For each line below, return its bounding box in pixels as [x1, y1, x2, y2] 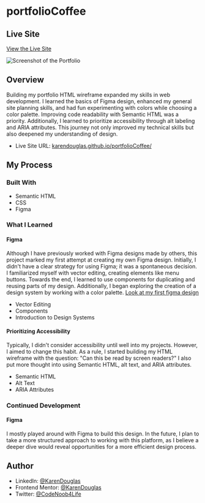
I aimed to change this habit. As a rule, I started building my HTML [6, 348, 173, 355]
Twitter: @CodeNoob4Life [15, 490, 81, 497]
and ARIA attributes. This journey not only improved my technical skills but [6, 123, 194, 131]
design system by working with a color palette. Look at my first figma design [6, 289, 199, 296]
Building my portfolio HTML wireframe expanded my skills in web [6, 91, 171, 98]
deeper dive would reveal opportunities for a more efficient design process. [6, 443, 197, 450]
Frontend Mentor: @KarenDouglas [15, 483, 102, 491]
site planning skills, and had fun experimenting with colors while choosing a [6, 104, 197, 111]
